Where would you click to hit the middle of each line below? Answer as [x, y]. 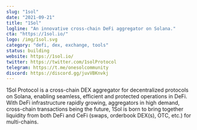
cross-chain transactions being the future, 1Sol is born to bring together [95, 109]
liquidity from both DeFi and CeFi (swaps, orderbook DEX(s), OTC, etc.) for [98, 116]
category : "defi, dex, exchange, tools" [58, 46]
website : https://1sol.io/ [40, 56]
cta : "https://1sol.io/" [37, 34]
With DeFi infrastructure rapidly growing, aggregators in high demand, [93, 103]
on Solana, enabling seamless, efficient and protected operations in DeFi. [97, 96]
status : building [28, 51]
